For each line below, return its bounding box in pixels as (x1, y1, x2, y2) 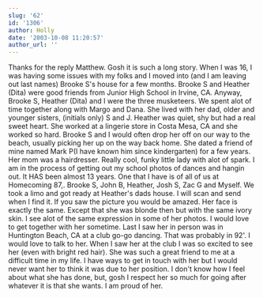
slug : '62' (8, 11, 44, 20)
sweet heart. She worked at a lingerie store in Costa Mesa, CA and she (8, 122, 239, 131)
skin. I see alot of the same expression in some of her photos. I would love (8, 214, 250, 224)
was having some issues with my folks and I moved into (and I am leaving (8, 71, 247, 81)
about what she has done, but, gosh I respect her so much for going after (8, 273, 246, 282)
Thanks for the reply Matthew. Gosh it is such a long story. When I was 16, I (8, 62, 253, 72)
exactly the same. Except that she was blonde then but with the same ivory (8, 206, 253, 215)
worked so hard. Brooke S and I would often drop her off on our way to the (8, 130, 250, 139)
